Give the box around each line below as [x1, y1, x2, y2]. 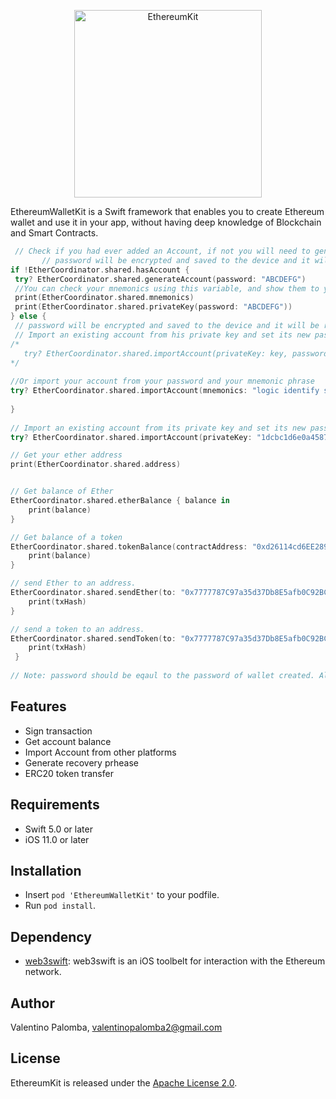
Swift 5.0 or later [24, 823, 93, 835]
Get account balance [24, 735, 112, 747]
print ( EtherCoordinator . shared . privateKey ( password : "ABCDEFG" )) [14, 302, 293, 312]
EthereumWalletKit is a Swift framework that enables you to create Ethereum [10, 206, 325, 217]
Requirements [10, 796, 100, 814]
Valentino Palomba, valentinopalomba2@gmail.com [10, 1021, 223, 1033]
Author [10, 995, 55, 1012]
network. [24, 966, 62, 978]
